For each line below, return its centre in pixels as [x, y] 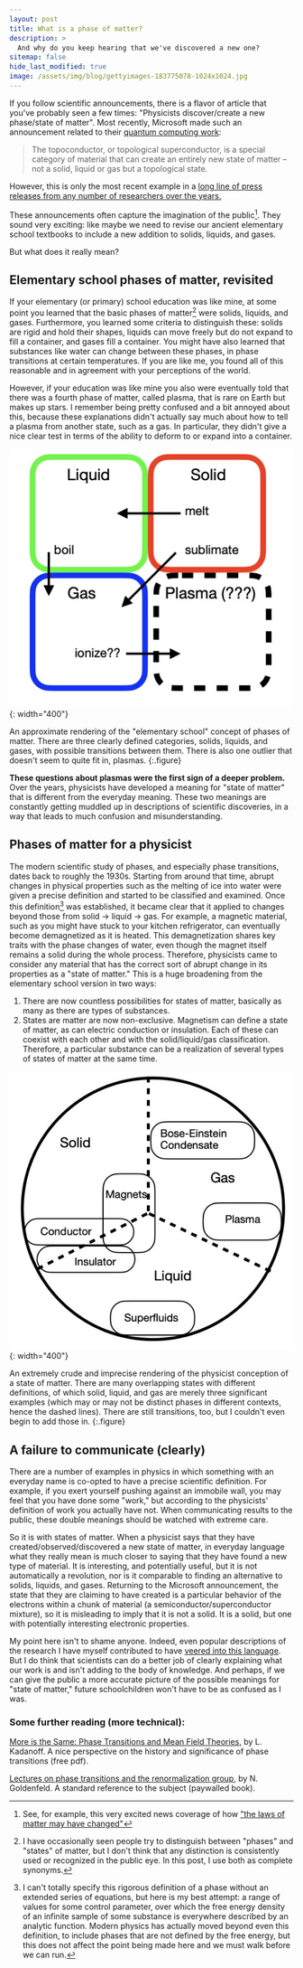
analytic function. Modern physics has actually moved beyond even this [156, 1926]
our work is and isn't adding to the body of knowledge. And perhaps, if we [147, 1670]
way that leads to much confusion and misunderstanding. [116, 816]
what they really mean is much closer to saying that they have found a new [148, 1557]
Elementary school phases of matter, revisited [142, 280]
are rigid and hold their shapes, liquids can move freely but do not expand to [151, 332]
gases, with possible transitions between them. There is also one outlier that [151, 751]
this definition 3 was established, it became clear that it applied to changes [147, 906]
